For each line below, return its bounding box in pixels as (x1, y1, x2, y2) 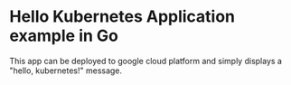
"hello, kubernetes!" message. (9, 65, 123, 76)
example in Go (9, 25, 119, 46)
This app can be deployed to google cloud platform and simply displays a (9, 55, 283, 66)
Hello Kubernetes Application (9, 6, 236, 27)
